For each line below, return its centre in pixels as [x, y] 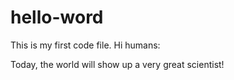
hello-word [57, 17]
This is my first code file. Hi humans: [85, 45]
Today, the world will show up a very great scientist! [117, 64]
